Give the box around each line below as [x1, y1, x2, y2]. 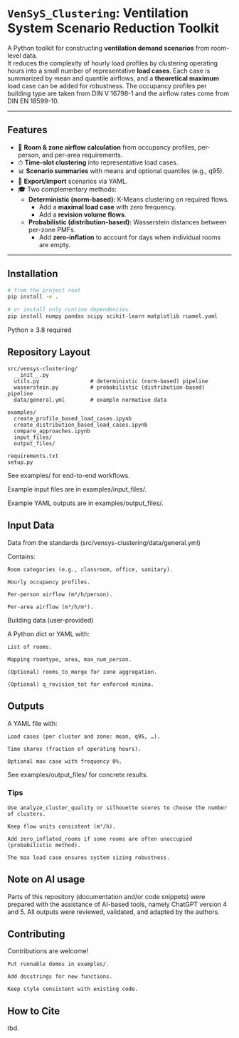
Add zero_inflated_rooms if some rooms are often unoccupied [7, 835, 193, 842]
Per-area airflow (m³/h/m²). [7, 603, 94, 611]
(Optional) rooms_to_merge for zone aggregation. [7, 668, 158, 675]
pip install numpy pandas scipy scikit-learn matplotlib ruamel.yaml [7, 313, 218, 320]
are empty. [38, 240, 71, 249]
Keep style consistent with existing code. [7, 985, 139, 993]
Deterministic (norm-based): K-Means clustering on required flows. [28, 194, 230, 204]
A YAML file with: [7, 719, 58, 727]
